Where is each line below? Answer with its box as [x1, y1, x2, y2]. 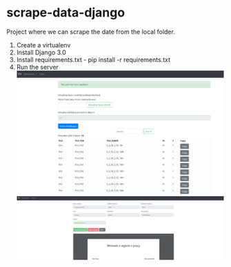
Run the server [16, 63, 59, 71]
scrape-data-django [6, 5, 125, 21]
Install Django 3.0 [16, 48, 66, 56]
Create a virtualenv [16, 41, 71, 49]
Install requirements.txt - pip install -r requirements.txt [16, 55, 170, 63]
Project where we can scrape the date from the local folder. [6, 28, 175, 36]
